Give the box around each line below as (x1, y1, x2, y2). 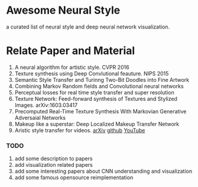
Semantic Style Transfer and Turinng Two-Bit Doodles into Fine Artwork (14, 76, 190, 83)
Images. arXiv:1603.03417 (14, 102, 78, 109)
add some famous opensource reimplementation (14, 174, 134, 181)
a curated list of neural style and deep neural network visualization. (6, 23, 170, 30)
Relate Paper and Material (6, 44, 135, 58)
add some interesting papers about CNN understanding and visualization (14, 167, 193, 175)
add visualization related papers (14, 161, 93, 169)
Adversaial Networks (14, 114, 66, 121)
